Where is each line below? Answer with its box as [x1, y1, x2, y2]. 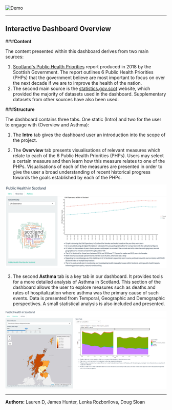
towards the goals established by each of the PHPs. [12, 174, 122, 180]
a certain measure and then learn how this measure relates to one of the [12, 158, 165, 164]
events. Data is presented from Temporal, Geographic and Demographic [12, 295, 165, 301]
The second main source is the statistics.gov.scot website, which [12, 85, 150, 91]
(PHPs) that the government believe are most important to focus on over [12, 74, 165, 81]
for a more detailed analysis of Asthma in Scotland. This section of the [12, 278, 161, 285]
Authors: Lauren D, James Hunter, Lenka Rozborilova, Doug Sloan [5, 399, 145, 405]
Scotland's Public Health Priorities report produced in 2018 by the [12, 63, 152, 69]
